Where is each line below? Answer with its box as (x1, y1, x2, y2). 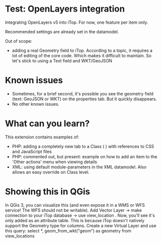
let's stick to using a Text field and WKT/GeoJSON (12, 58, 113, 63)
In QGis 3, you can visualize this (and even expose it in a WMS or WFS (5, 202, 145, 208)
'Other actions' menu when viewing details (12, 159, 98, 165)
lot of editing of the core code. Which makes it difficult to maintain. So (12, 52, 151, 59)
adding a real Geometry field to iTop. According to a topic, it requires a (12, 47, 153, 53)
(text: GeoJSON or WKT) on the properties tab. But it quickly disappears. (12, 96, 157, 102)
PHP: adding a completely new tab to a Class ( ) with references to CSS (12, 143, 154, 149)
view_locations (5, 233, 35, 239)
